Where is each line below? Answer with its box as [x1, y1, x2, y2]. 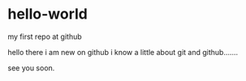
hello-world [7, 5, 88, 23]
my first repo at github [7, 32, 82, 41]
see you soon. [7, 62, 55, 73]
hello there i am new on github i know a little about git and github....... [7, 47, 239, 57]
